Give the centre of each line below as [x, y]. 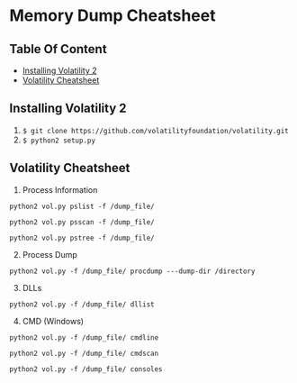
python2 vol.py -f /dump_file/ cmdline [84, 337]
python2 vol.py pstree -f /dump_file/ [82, 238]
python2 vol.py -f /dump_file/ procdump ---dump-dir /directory [132, 271]
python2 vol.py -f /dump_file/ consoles [86, 369]
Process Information [60, 189]
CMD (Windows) [53, 321]
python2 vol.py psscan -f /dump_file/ [82, 222]
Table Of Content [58, 49]
